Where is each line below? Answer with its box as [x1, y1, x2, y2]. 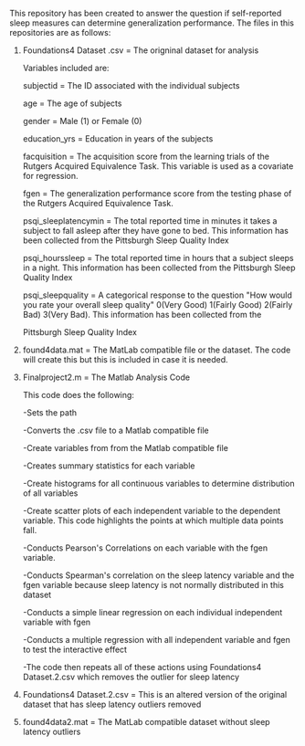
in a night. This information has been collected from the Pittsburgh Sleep [22, 262, 296, 273]
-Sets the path [22, 407, 78, 418]
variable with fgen [22, 616, 91, 627]
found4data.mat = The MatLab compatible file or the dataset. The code [22, 344, 291, 355]
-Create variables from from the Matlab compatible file [22, 443, 228, 453]
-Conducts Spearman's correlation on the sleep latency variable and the [22, 570, 295, 581]
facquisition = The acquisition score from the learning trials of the [22, 151, 269, 162]
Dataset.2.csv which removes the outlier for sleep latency [22, 671, 240, 682]
